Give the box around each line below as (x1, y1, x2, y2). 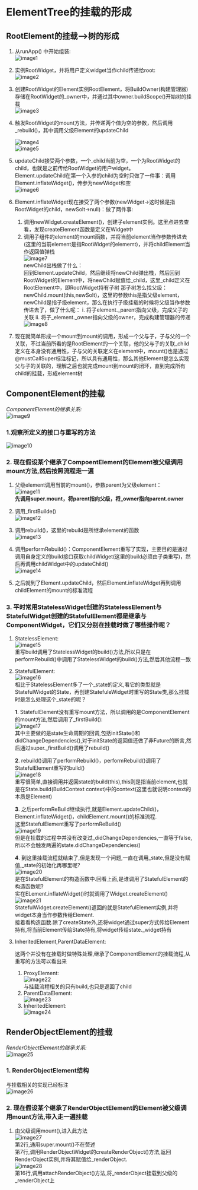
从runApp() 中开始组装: (14, 48, 71, 55)
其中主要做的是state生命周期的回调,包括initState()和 (14, 729, 141, 737)
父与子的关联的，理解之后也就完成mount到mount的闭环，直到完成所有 (14, 363, 186, 369)
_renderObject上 (14, 1177, 55, 1184)
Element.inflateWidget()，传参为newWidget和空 (14, 179, 131, 186)
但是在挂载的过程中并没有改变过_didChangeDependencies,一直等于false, (14, 834, 193, 841)
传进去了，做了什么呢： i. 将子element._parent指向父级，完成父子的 (23, 306, 188, 313)
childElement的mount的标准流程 (14, 587, 93, 594)
